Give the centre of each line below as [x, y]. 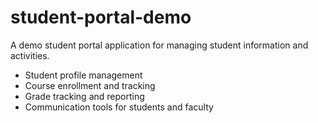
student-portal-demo [101, 17]
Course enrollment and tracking [90, 85]
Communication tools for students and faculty [119, 107]
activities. [30, 55]
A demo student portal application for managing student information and [159, 45]
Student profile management [83, 75]
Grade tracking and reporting [84, 96]
